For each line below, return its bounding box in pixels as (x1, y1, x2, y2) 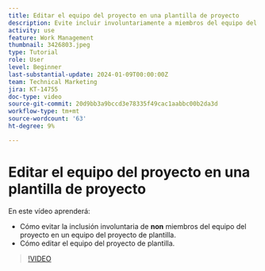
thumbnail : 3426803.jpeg (8, 41, 90, 49)
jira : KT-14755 (8, 85, 59, 94)
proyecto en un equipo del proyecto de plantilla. (19, 230, 176, 239)
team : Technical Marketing (8, 78, 98, 86)
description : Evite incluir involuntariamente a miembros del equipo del (8, 19, 258, 27)
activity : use (8, 26, 56, 34)
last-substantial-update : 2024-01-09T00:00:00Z (8, 71, 169, 78)
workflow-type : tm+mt (8, 108, 80, 116)
